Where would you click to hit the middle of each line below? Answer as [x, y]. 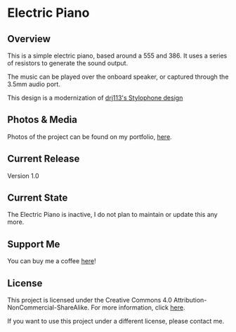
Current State [38, 198]
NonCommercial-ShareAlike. [48, 307]
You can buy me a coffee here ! [52, 261]
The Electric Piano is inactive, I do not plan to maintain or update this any [112, 215]
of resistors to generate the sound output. [68, 63]
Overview [29, 39]
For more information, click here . [138, 307]
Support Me [34, 244]
